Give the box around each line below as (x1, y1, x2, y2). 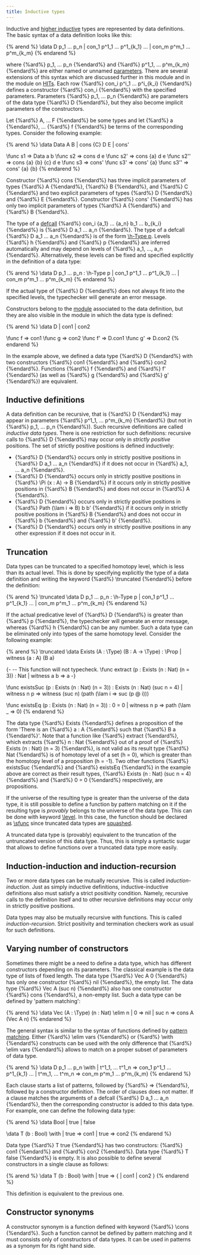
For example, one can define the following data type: (6, 1107, 136, 1114)
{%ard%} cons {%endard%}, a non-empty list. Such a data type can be (6, 991, 182, 998)
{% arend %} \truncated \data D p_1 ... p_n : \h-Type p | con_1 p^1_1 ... (6, 593, 174, 600)
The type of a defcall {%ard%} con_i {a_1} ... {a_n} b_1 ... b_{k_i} (6, 220, 162, 227)
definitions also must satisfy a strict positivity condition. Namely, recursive (6, 890, 189, 897)
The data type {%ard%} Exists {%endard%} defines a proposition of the (6, 720, 183, 727)
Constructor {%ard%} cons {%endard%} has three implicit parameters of (6, 176, 186, 183)
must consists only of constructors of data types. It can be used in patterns (6, 1235, 191, 1242)
